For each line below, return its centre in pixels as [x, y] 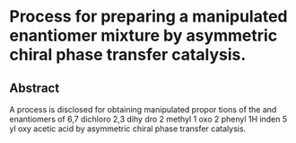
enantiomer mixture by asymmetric [144, 36]
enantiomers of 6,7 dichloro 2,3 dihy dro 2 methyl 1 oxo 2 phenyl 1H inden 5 [148, 119]
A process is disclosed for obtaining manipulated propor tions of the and [143, 109]
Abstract [35, 88]
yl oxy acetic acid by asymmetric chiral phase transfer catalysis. [128, 129]
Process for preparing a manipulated [148, 17]
